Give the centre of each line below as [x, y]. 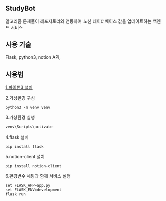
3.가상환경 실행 [20, 117]
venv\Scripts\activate [29, 127]
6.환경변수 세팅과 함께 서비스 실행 [38, 176]
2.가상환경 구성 [20, 98]
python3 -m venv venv [28, 108]
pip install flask [24, 147]
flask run [16, 194]
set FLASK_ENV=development [33, 190]
